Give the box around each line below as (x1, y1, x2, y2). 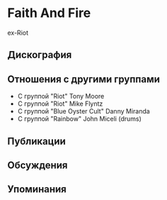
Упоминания (7, 183, 67, 196)
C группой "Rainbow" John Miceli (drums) (17, 115, 142, 123)
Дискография (7, 49, 72, 61)
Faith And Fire (7, 5, 91, 21)
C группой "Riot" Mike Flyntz (17, 99, 103, 108)
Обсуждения (7, 159, 68, 171)
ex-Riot (7, 28, 28, 37)
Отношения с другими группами (7, 73, 161, 85)
